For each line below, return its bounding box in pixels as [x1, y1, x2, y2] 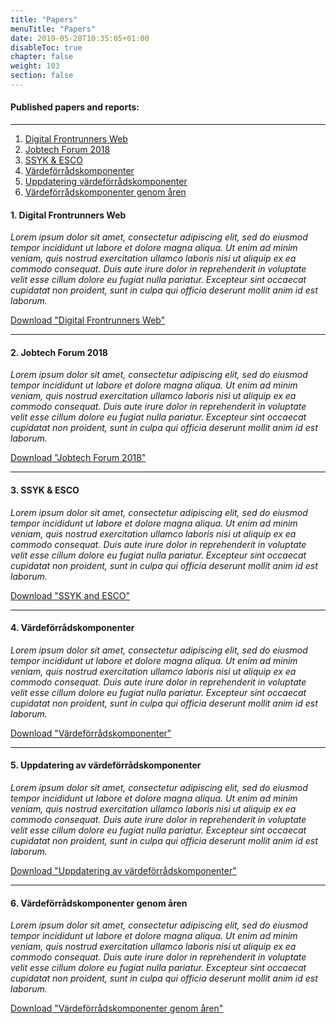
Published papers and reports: [10, 101, 140, 113]
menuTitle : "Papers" [10, 24, 97, 34]
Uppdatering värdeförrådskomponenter [24, 176, 188, 188]
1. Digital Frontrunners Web [10, 209, 127, 221]
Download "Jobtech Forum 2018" [10, 452, 147, 464]
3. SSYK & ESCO [10, 484, 80, 496]
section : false [10, 71, 74, 81]
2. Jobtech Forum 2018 [10, 346, 108, 358]
